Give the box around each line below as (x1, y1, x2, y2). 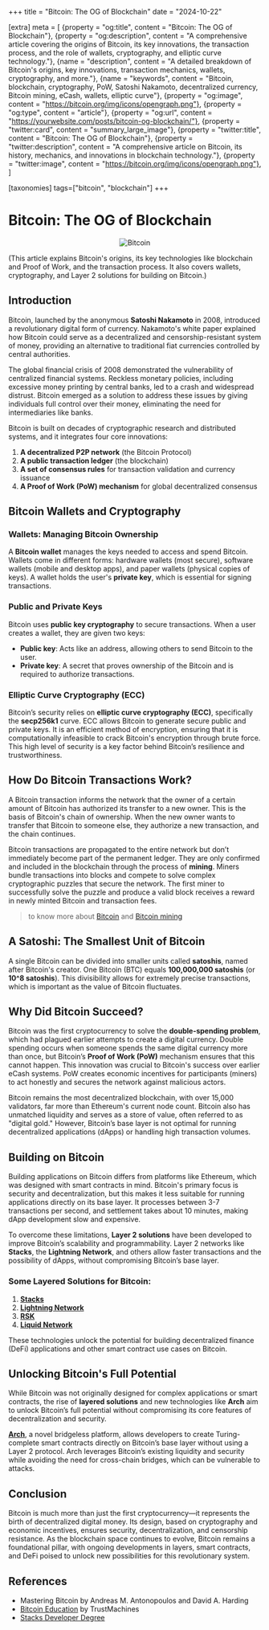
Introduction (8, 293, 72, 308)
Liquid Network (19, 1320, 73, 1329)
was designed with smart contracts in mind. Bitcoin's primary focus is (8, 1181, 238, 1190)
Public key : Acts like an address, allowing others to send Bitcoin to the (19, 643, 253, 653)
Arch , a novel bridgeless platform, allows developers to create (8, 1430, 214, 1440)
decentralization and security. (8, 1414, 107, 1423)
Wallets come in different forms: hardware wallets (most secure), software (8, 555, 254, 565)
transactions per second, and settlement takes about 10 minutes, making (8, 1206, 249, 1216)
